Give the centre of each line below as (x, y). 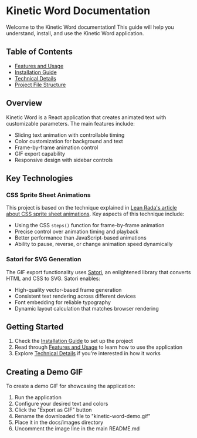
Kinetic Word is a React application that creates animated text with (86, 117)
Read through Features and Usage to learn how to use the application (98, 347)
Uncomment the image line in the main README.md (77, 429)
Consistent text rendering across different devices (75, 296)
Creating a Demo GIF (45, 372)
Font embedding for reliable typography (63, 302)
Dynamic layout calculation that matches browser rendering (87, 308)
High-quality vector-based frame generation (68, 289)
